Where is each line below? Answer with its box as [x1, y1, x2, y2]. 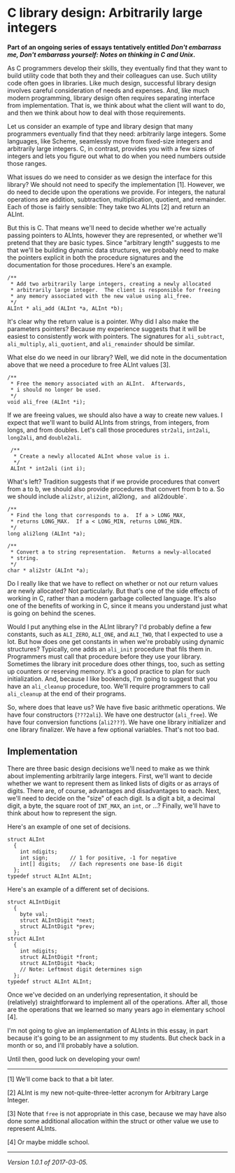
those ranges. [7, 159, 48, 167]
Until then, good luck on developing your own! [7, 1055, 141, 1063]
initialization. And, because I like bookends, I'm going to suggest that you [7, 674, 218, 683]
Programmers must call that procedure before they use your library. [7, 652, 202, 661]
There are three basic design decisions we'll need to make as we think [7, 764, 210, 773]
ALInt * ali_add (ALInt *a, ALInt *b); [7, 304, 124, 312]
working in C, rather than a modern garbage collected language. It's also [7, 593, 217, 603]
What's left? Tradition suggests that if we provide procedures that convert [7, 477, 220, 486]
